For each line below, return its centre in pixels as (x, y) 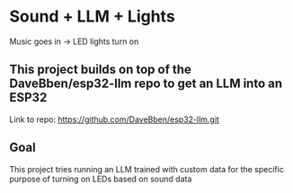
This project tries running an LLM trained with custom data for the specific (147, 169)
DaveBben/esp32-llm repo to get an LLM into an (146, 84)
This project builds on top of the (100, 70)
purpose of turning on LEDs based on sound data (101, 179)
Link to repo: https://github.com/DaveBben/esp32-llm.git (115, 119)
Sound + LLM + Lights (92, 17)
